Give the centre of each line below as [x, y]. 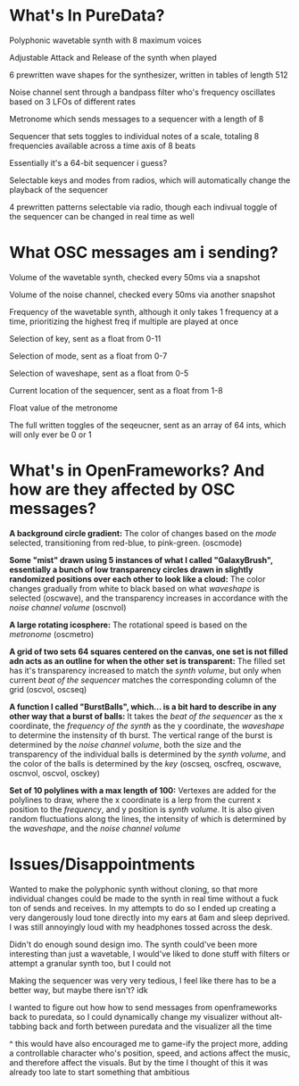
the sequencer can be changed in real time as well [102, 216]
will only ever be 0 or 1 [50, 435]
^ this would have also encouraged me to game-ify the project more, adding [149, 1043]
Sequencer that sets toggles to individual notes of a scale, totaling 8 [134, 136]
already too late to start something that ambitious [100, 1072]
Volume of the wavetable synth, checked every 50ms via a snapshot [135, 277]
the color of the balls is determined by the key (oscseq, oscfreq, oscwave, [145, 763]
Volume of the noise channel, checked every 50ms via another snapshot [142, 294]
